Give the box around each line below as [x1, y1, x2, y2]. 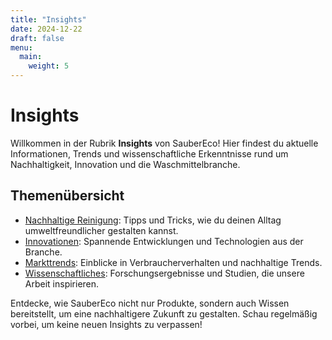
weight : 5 [28, 61, 70, 71]
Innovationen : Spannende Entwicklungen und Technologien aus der [24, 235, 304, 247]
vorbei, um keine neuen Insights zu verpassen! [10, 318, 203, 330]
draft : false [10, 33, 65, 43]
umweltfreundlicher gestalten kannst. [24, 224, 179, 236]
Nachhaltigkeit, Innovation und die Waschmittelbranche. [10, 158, 241, 170]
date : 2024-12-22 [10, 24, 83, 34]
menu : [10, 42, 33, 53]
